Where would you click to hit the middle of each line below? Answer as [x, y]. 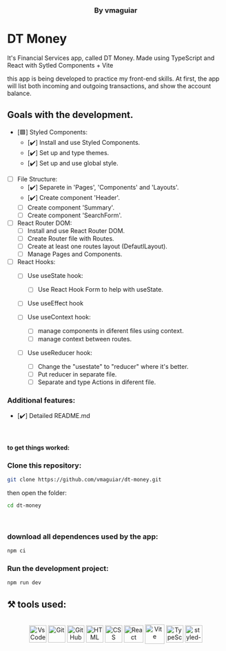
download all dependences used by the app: [83, 537]
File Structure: [37, 179]
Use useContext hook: [59, 317]
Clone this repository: [44, 465]
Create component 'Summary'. [71, 207]
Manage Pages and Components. [75, 254]
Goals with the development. [70, 115]
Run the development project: [58, 568]
